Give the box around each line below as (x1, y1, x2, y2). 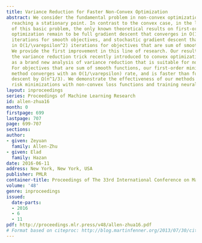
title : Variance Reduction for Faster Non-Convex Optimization (6, 8, 168, 15)
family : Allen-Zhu (11, 143, 58, 150)
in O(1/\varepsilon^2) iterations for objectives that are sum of (11, 43, 182, 49)
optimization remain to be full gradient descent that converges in (11, 31, 187, 37)
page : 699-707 (6, 121, 42, 127)
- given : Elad (6, 149, 42, 155)
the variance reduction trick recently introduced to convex (11, 54, 168, 60)
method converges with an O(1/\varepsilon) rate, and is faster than (11, 71, 189, 77)
